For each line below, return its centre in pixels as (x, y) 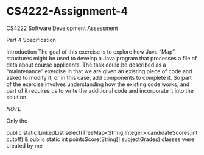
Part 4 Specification (31, 40)
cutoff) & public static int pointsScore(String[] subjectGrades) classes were (100, 139)
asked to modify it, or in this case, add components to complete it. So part (99, 77)
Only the (17, 121)
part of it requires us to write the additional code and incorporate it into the (100, 90)
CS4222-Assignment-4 (67, 11)
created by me (24, 145)
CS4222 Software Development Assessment (62, 28)
